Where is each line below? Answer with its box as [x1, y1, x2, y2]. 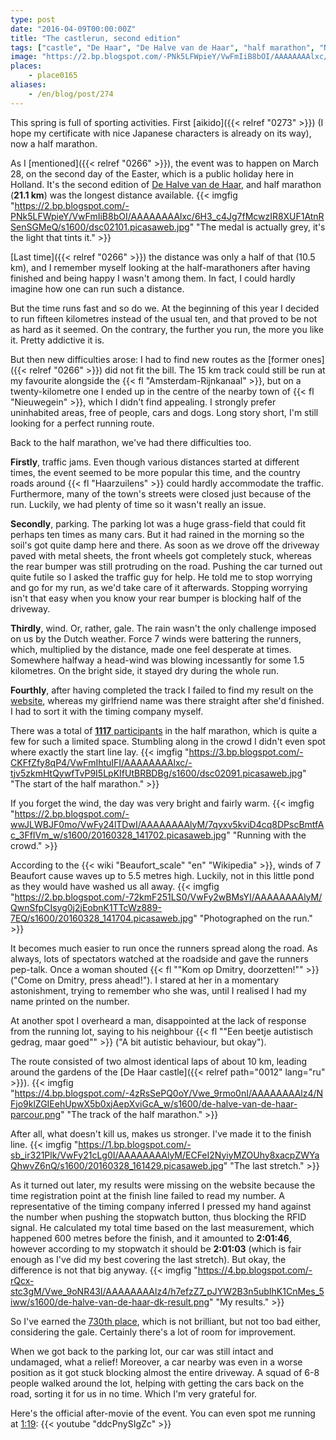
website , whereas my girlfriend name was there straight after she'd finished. [10, 694, 325, 706]
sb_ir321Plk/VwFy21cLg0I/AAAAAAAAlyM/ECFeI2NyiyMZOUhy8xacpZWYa [10, 1149, 320, 1161]
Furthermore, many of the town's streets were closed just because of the [10, 487, 312, 500]
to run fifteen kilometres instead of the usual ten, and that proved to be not [10, 312, 318, 325]
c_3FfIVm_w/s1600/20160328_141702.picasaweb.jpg [10, 829, 227, 841]
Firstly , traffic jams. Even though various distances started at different [10, 456, 300, 468]
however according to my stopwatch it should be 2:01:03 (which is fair [10, 1242, 302, 1255]
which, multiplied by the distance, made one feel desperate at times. [10, 643, 292, 655]
